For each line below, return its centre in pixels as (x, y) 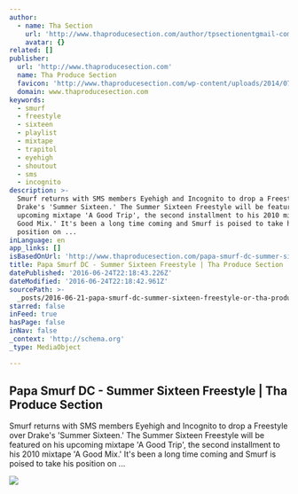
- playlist (37, 133)
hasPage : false (37, 323)
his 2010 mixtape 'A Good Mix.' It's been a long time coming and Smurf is (143, 454)
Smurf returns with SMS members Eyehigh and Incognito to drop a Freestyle (149, 426)
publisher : (29, 59)
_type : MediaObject (45, 347)
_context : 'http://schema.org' (67, 339)
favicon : (33, 83)
